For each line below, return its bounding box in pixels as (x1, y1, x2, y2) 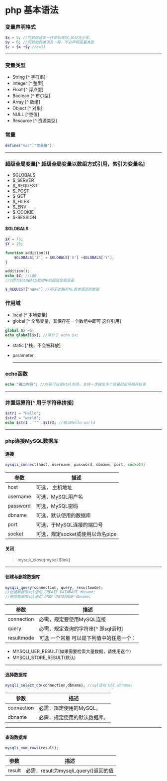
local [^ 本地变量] (12, 312, 48, 318)
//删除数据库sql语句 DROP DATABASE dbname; (5, 594, 91, 599)
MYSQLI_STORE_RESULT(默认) (12, 654, 76, 660)
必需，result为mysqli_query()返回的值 (25, 768, 114, 775)
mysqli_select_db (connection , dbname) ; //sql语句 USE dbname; (5, 683, 133, 688)
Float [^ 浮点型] (12, 87, 44, 93)
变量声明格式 (5, 23, 36, 30)
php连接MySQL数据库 (5, 438, 59, 445)
